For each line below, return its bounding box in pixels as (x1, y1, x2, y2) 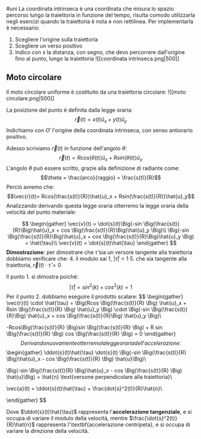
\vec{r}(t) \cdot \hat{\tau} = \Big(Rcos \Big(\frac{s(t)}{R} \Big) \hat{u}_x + (6, 300, 187, 307)
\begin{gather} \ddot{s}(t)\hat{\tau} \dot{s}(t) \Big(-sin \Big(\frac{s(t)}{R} (6, 349, 187, 356)
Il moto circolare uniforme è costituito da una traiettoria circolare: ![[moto (6, 88, 186, 95)
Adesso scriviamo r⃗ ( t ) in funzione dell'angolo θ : (6, 144, 127, 152)
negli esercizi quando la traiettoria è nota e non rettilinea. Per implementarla (6, 18, 194, 25)
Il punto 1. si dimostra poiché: (6, 273, 79, 280)
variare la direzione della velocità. (6, 428, 89, 435)
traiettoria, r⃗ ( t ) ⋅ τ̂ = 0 (6, 261, 62, 269)
